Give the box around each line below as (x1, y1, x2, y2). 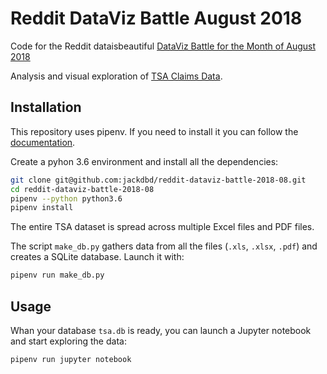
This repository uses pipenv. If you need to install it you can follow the (10, 125, 299, 137)
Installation (10, 99, 82, 116)
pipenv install (10, 203, 74, 213)
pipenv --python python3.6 (10, 193, 123, 204)
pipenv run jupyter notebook (10, 354, 132, 364)
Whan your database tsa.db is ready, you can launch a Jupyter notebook (10, 324, 312, 336)
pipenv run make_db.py (10, 270, 105, 281)
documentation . (10, 136, 76, 148)
